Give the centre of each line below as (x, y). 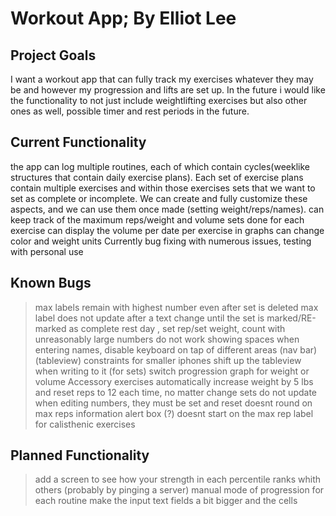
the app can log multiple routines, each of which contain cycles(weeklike (160, 166)
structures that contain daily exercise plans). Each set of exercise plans (157, 177)
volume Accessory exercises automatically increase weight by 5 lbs (174, 381)
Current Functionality (78, 142)
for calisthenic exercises (85, 424)
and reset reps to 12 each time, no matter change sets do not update (176, 392)
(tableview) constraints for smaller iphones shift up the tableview (168, 360)
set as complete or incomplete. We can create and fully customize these (159, 198)
